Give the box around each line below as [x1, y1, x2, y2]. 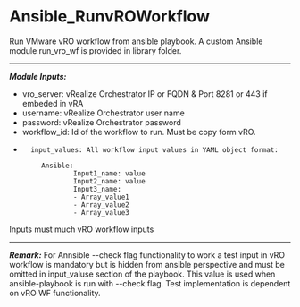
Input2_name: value [72, 176, 146, 185]
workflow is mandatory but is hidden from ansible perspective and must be [9, 259, 286, 269]
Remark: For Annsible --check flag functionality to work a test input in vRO [9, 249, 286, 260]
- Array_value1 [72, 192, 129, 201]
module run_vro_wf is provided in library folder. [9, 45, 182, 55]
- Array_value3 [72, 208, 129, 217]
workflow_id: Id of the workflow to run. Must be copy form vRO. [21, 126, 256, 137]
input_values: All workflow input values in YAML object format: [30, 145, 279, 154]
